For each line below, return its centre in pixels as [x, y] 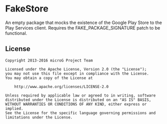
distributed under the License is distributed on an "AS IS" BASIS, [78, 100]
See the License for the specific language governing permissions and [80, 113]
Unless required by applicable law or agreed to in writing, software [80, 95]
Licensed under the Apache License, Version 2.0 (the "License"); [76, 69]
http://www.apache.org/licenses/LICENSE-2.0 [61, 86]
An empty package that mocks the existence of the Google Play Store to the [83, 22]
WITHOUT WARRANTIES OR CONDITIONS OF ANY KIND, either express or [76, 104]
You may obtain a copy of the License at [49, 78]
